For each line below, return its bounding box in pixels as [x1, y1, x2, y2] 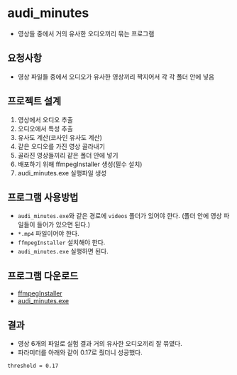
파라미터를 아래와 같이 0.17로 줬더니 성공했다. [17, 348, 143, 357]
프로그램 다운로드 [7, 270, 79, 282]
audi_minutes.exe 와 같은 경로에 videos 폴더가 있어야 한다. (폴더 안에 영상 [17, 212, 222, 220]
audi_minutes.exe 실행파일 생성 [17, 168, 107, 177]
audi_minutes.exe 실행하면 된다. [17, 247, 109, 256]
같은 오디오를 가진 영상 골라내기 [17, 142, 105, 151]
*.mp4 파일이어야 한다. [17, 229, 79, 238]
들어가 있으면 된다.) [36, 220, 91, 229]
